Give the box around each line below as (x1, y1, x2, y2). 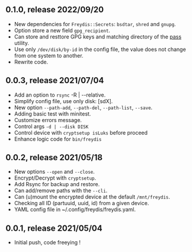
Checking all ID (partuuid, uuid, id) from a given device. (14, 200, 149, 207)
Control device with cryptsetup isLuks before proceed (14, 129, 148, 136)
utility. (14, 39, 29, 46)
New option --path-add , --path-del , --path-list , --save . (14, 104, 153, 111)
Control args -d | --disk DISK (14, 123, 89, 130)
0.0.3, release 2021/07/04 (5, 75, 104, 85)
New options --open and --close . (14, 168, 95, 176)
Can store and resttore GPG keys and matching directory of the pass (14, 33, 182, 40)
